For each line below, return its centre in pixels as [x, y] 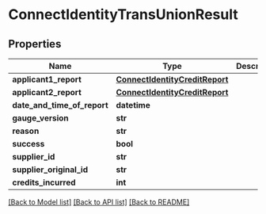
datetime [133, 105]
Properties [35, 44]
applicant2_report [47, 92]
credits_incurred [44, 182]
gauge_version [40, 118]
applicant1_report [47, 79]
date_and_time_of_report [60, 105]
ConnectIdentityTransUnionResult [123, 15]
